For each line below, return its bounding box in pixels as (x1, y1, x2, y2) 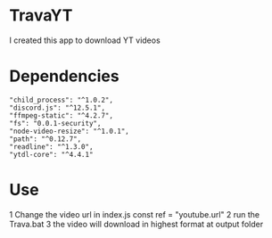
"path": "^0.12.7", (9, 135, 82, 144)
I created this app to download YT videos (9, 35, 161, 45)
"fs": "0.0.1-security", (9, 119, 102, 127)
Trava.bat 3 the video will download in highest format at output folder (9, 218, 264, 229)
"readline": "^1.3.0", (9, 142, 94, 152)
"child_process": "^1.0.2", (9, 95, 114, 104)
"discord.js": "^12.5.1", (9, 103, 105, 112)
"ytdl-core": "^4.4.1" (9, 150, 94, 159)
